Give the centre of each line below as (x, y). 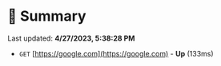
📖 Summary (47, 16)
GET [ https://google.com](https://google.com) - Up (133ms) (116, 53)
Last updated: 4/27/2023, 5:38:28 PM (71, 38)
